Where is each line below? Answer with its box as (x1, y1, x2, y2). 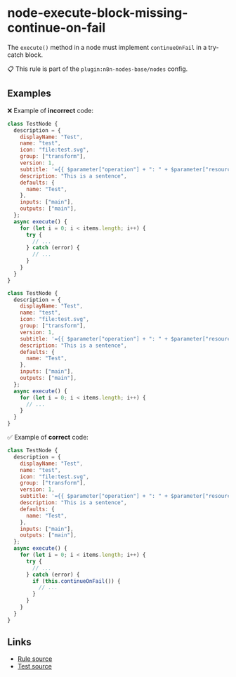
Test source (17, 662, 53, 671)
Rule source (17, 655, 53, 663)
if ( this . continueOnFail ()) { (32, 577, 121, 584)
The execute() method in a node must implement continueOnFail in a (7, 43, 207, 51)
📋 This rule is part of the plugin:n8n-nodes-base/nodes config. (7, 65, 188, 73)
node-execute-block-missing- (7, 5, 188, 21)
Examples (7, 88, 51, 100)
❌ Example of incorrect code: (7, 106, 93, 114)
